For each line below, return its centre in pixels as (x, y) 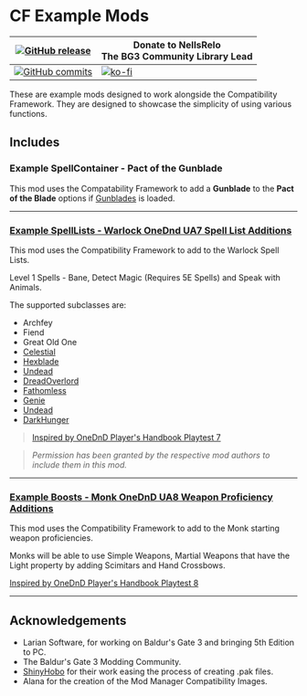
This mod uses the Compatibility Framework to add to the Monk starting (145, 528)
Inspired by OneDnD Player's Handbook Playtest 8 (104, 583)
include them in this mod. (79, 464)
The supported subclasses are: (68, 305)
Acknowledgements (68, 621)
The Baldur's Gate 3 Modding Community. (102, 662)
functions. (28, 113)
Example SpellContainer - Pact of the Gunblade (116, 168)
